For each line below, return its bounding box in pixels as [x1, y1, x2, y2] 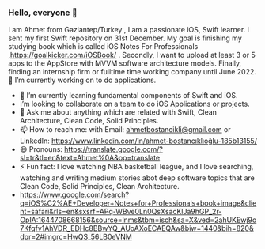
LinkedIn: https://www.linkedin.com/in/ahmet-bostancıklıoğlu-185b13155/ [19, 136, 257, 145]
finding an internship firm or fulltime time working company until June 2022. [8, 67, 257, 77]
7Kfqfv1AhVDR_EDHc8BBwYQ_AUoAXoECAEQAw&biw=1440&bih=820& [19, 224, 255, 233]
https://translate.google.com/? [64, 145, 164, 154]
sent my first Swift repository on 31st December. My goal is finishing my [8, 33, 243, 43]
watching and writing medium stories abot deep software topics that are [19, 173, 255, 183]
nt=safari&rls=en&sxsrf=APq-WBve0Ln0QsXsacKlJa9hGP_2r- [19, 207, 222, 217]
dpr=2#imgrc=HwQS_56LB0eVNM [19, 232, 132, 242]
